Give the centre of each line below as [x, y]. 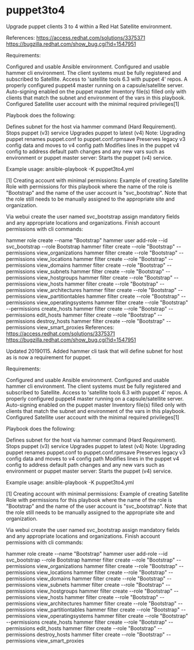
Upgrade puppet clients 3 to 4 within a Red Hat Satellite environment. [89, 26]
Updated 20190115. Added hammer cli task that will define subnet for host [94, 351]
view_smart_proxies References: [76, 327]
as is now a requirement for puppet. [49, 357]
